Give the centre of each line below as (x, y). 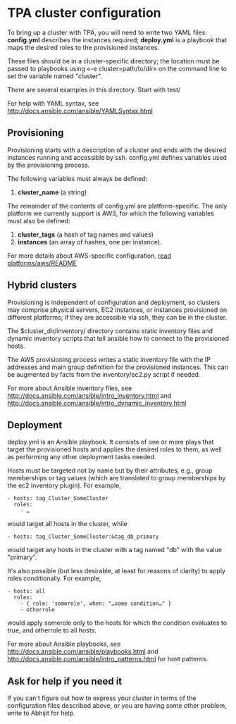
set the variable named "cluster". (55, 76)
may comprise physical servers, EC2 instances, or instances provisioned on (117, 310)
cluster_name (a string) (52, 192)
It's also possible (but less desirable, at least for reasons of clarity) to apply (116, 571)
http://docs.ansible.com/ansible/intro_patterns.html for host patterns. (108, 659)
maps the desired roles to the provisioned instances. (83, 47)
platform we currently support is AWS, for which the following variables (111, 213)
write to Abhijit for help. (41, 713)
